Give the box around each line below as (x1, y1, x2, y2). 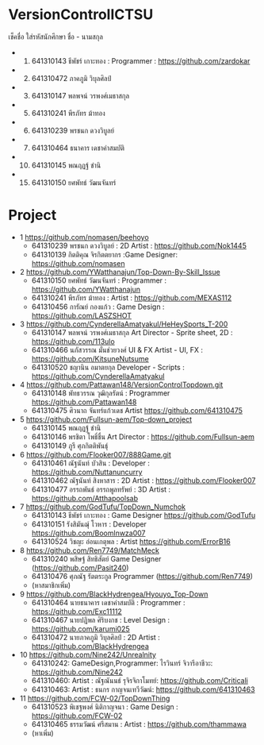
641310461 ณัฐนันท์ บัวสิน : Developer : (31, 458, 151, 468)
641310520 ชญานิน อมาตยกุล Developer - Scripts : (31, 362, 185, 372)
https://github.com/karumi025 (31, 623, 130, 633)
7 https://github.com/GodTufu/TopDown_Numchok (19, 502, 186, 511)
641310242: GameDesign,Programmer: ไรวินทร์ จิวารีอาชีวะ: (31, 658, 213, 668)
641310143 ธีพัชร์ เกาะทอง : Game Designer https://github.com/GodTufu (31, 510, 256, 519)
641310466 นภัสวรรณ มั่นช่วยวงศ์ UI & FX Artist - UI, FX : (31, 345, 204, 354)
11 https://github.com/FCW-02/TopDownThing (19, 693, 170, 703)
